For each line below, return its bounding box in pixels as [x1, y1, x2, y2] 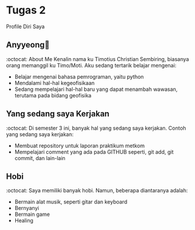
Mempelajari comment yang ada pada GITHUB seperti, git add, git [14, 148, 174, 155]
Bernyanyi [14, 205, 39, 212]
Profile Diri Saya [6, 23, 45, 30]
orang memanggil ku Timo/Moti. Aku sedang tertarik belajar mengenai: [6, 62, 177, 69]
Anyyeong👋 [6, 40, 50, 50]
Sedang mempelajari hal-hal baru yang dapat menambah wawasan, [14, 86, 178, 93]
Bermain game [14, 211, 50, 218]
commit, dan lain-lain [14, 154, 66, 161]
